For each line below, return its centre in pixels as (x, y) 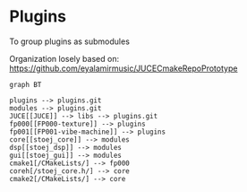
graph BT (26, 84)
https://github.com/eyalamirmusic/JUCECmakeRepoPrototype (123, 68)
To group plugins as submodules (69, 41)
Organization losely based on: (64, 58)
